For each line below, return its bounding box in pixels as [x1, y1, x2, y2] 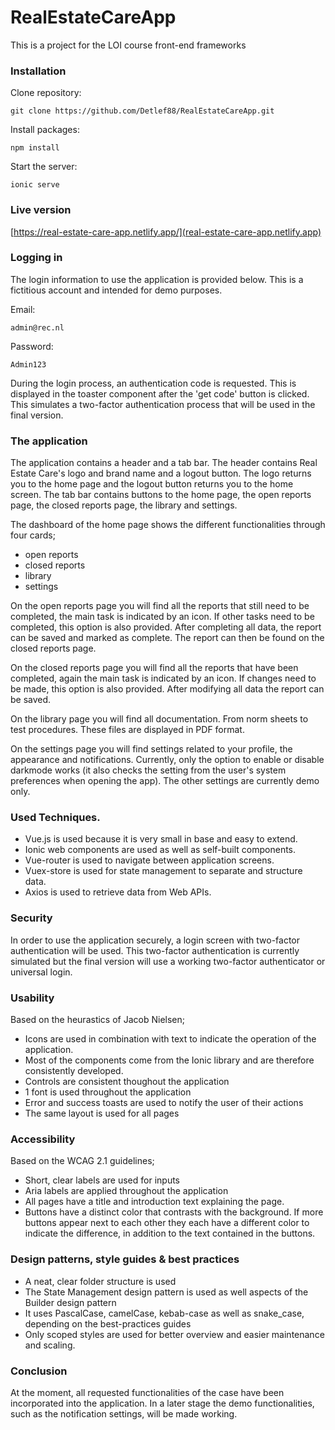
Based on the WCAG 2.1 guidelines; [10, 1155, 155, 1167]
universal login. [10, 966, 73, 978]
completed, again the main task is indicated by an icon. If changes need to [10, 672, 317, 685]
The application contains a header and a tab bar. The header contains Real [10, 457, 318, 469]
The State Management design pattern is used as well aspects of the [24, 1286, 309, 1298]
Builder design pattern [24, 1296, 117, 1308]
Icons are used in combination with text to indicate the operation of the [24, 1033, 317, 1045]
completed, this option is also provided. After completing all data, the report [10, 621, 322, 633]
